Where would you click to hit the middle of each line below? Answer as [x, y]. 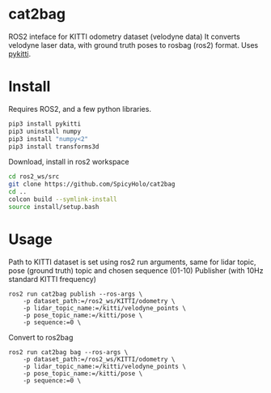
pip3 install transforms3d [54, 147]
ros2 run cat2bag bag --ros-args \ [68, 352]
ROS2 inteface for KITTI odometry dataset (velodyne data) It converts [124, 36]
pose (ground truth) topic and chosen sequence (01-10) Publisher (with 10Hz [136, 270]
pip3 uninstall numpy [45, 131]
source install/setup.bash [54, 207]
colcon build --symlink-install [63, 199]
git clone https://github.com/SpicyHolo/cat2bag [92, 184]
